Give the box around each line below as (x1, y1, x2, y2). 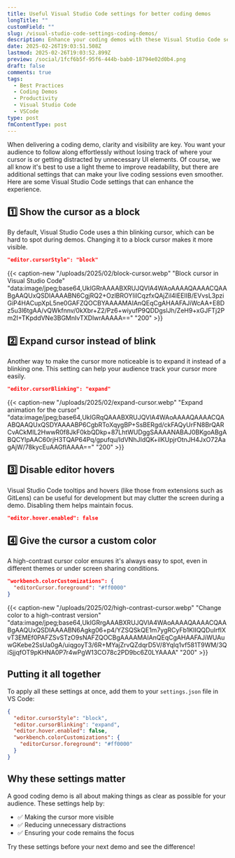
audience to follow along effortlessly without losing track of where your (7, 148, 213, 156)
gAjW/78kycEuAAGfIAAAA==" (7, 443, 94, 451)
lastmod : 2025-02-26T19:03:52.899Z (7, 50, 111, 57)
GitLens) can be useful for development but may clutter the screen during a (7, 493, 225, 501)
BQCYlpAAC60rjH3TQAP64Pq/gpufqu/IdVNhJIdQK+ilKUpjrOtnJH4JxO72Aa (7, 435, 226, 443)
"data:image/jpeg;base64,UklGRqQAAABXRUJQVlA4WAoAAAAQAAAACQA (7, 413, 225, 421)
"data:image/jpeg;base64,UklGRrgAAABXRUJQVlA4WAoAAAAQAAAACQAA (7, 618, 227, 627)
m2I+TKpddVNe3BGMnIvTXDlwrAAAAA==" (7, 314, 134, 322)
